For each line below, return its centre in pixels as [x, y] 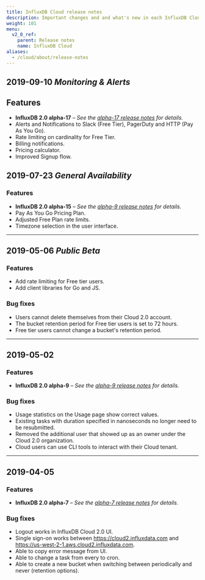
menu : [13, 29]
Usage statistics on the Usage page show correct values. [87, 415]
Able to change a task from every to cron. [67, 558]
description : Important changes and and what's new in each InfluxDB [97, 18]
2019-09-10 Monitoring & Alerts [68, 82]
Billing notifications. [40, 143]
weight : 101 [21, 23]
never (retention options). [47, 571]
